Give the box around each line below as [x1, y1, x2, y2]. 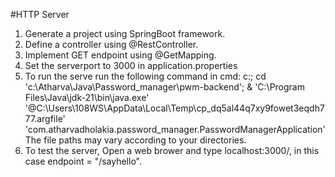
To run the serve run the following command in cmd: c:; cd [24, 70, 267, 82]
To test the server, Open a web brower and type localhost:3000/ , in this [24, 145, 320, 156]
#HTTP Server [10, 9, 70, 20]
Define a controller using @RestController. [24, 39, 199, 50]
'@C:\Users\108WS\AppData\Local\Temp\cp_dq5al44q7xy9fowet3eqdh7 [24, 102, 325, 114]
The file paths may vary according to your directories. [24, 134, 247, 146]
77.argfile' [24, 113, 66, 124]
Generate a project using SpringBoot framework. [24, 28, 226, 39]
